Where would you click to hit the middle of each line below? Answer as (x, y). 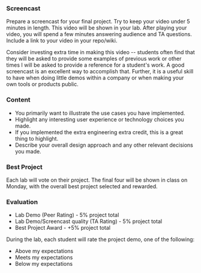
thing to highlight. (37, 138)
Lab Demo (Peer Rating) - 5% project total (67, 215)
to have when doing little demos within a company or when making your (95, 78)
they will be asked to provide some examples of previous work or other (94, 59)
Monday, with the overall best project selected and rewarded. (82, 186)
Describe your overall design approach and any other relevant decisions (104, 145)
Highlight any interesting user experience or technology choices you (99, 119)
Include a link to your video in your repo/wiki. (62, 41)
